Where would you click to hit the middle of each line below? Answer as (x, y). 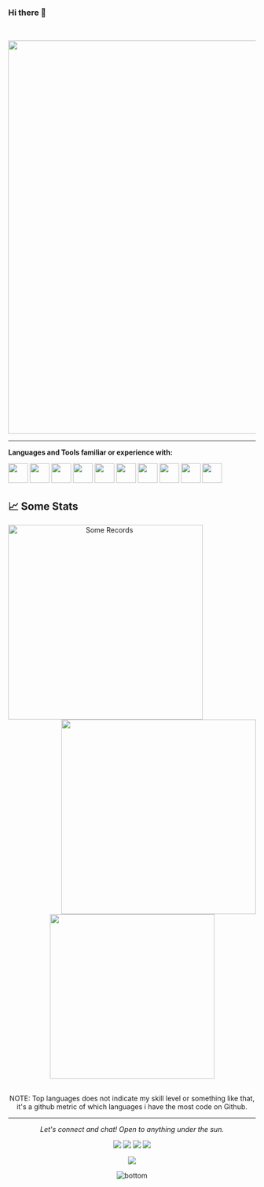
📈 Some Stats (43, 506)
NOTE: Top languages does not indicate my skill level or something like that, (132, 1099)
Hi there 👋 (27, 13)
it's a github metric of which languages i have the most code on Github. (132, 1107)
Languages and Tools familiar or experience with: (90, 452)
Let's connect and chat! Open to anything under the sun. (132, 1130)
